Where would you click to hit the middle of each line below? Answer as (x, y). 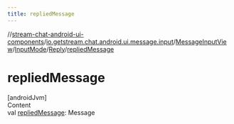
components (26, 41)
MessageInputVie (201, 41)
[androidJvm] (27, 97)
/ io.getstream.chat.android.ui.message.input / (110, 41)
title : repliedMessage (41, 14)
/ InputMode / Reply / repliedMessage (63, 49)
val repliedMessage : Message (51, 112)
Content (19, 105)
